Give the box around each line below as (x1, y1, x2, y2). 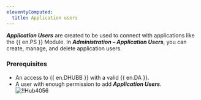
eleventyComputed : (6, 9, 53, 15)
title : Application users (12, 15, 78, 21)
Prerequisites (6, 60, 47, 68)
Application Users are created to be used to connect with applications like (6, 31, 195, 39)
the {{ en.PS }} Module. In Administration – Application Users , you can (6, 38, 187, 45)
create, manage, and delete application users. (6, 44, 123, 52)
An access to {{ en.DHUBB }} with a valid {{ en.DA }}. (15, 74, 150, 81)
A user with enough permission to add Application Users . (15, 80, 162, 88)
